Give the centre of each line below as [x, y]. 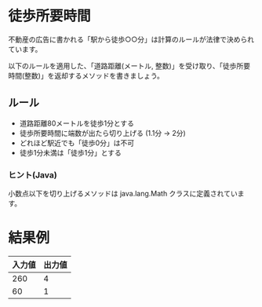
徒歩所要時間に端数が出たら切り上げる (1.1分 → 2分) [102, 133]
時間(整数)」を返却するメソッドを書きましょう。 [86, 75]
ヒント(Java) [33, 175]
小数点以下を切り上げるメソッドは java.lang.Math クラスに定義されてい [123, 194]
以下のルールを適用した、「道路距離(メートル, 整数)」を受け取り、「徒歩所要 [129, 66]
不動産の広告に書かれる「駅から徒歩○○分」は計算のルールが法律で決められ [131, 39]
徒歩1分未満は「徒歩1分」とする [70, 152]
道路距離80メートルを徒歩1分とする [77, 123]
